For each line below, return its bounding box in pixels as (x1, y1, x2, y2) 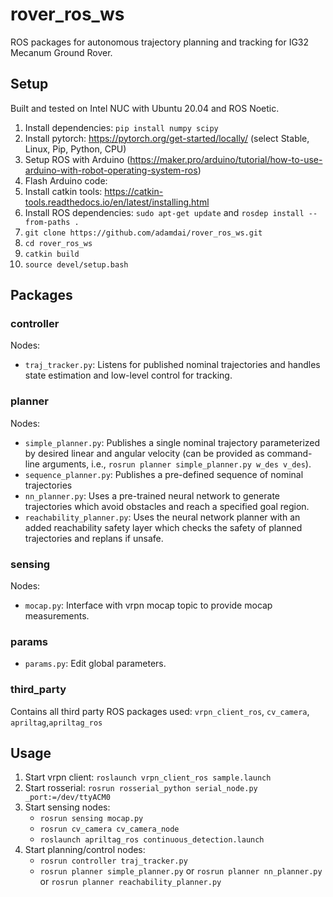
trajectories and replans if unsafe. (24, 532, 164, 544)
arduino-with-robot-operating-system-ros (24, 164, 198, 176)
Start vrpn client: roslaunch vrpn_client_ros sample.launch (24, 771, 272, 783)
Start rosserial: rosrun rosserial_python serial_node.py (24, 782, 258, 794)
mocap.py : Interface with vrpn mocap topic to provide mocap (24, 599, 273, 612)
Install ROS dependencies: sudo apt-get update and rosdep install (24, 206, 305, 218)
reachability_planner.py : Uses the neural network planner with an (24, 511, 301, 523)
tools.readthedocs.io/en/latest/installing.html (24, 196, 210, 208)
